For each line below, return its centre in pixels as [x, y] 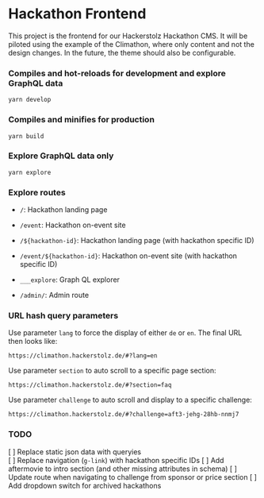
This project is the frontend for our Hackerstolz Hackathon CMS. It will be [128, 36]
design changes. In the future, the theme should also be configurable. [122, 52]
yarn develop [30, 100]
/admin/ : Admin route [54, 295]
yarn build [26, 136]
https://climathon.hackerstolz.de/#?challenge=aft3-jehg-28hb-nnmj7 [124, 415]
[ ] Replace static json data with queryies [75, 452]
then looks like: [33, 342]
